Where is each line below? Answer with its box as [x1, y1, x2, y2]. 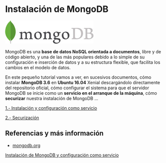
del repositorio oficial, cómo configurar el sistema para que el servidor [5, 85, 149, 91]
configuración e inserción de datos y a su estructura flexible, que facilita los [5, 59, 161, 65]
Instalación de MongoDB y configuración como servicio [5, 152, 119, 158]
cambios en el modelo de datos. [5, 64, 71, 70]
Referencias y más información [5, 129, 104, 138]
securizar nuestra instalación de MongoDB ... [5, 95, 98, 101]
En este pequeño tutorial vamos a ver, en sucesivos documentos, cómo [5, 74, 152, 80]
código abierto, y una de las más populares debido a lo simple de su [5, 54, 145, 60]
